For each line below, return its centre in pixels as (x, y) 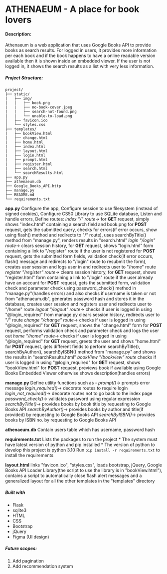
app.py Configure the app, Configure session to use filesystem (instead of (82, 208)
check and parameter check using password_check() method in (71, 288)
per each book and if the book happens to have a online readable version (80, 55)
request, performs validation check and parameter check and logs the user (82, 330)
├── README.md (20, 195)
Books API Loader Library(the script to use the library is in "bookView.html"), (84, 470)
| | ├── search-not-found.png (41, 112)
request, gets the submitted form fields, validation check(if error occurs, (79, 256)
